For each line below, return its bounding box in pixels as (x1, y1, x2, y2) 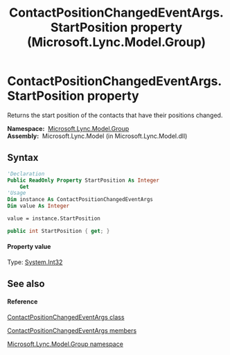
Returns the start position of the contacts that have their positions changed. (7, 111, 223, 119)
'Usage (7, 189, 26, 197)
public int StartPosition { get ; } (7, 227, 110, 234)
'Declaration (7, 170, 45, 177)
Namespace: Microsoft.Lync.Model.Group (7, 124, 130, 132)
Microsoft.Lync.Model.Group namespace (7, 340, 123, 348)
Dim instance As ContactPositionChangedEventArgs (7, 196, 154, 203)
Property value (7, 243, 51, 251)
